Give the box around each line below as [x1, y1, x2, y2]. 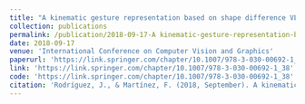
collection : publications [9, 22, 107, 31]
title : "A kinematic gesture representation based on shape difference [9, 13, 286, 23]
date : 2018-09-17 [9, 38, 75, 48]
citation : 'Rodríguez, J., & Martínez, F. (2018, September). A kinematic [9, 80, 299, 90]
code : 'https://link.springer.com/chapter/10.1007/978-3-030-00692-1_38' [9, 72, 295, 81]
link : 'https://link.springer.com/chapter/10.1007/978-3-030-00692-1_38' [9, 64, 295, 73]
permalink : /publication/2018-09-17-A [9, 30, 156, 39]
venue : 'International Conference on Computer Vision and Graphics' [9, 47, 274, 56]
